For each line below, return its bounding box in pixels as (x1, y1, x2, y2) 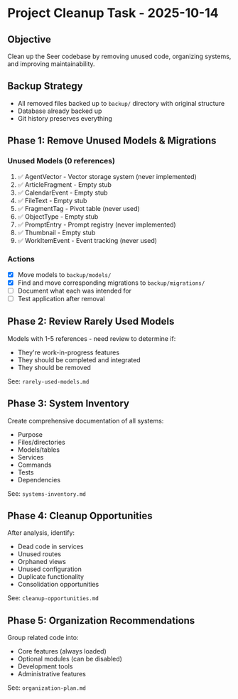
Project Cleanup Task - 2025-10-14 (7, 5, 219, 21)
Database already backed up (17, 107, 102, 115)
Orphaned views (17, 558, 66, 566)
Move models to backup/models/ (17, 270, 112, 278)
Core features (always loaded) (17, 647, 107, 656)
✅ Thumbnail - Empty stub (17, 228, 96, 237)
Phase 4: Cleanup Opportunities (7, 510, 153, 522)
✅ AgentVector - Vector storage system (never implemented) (17, 172, 197, 180)
